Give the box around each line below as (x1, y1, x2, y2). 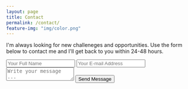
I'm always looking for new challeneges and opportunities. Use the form (6, 42, 183, 49)
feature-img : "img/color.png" (6, 25, 82, 31)
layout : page (6, 8, 39, 15)
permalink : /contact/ (6, 20, 60, 26)
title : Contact (6, 14, 44, 20)
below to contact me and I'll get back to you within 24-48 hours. (6, 48, 164, 55)
